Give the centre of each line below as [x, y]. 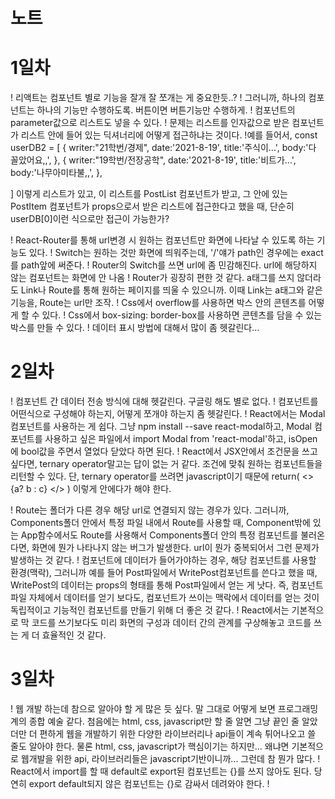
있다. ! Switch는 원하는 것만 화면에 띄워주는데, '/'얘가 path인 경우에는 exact [176, 253]
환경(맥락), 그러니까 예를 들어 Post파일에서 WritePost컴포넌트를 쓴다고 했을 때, [164, 573]
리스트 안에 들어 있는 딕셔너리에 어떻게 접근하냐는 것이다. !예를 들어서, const [169, 135]
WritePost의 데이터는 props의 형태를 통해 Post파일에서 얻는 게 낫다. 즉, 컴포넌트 [167, 585]
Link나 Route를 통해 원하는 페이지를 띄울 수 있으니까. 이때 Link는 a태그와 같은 [171, 290]
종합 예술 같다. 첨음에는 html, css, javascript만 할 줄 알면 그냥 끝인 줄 [164, 721]
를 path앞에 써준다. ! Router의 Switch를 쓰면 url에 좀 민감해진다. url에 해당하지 [164, 265]
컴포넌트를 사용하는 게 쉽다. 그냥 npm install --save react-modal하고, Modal [161, 426]
